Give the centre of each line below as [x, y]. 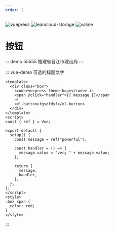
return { [24, 166]
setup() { [20, 135]
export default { [24, 130]
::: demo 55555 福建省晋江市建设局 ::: [44, 61]
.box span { [18, 201]
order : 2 [14, 10]
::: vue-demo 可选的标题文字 [35, 72]
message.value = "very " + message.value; [64, 152]
